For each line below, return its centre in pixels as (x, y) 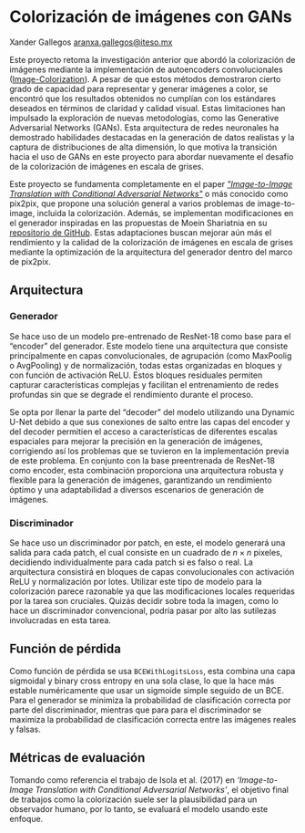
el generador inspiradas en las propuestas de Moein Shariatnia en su (138, 223)
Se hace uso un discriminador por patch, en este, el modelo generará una (147, 542)
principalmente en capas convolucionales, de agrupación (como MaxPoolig (151, 355)
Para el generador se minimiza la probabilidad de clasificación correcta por (150, 700)
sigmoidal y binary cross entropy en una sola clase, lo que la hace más (142, 681)
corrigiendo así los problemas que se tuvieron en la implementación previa (149, 451)
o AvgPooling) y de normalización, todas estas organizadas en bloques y (146, 365)
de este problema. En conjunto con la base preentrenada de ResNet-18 (142, 460)
